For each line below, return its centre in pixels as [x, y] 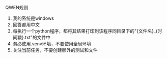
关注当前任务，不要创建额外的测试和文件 [55, 50]
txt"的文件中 [38, 37]
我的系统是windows [33, 18]
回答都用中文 [26, 25]
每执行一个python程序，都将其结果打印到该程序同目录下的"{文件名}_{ [85, 31]
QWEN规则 [17, 7]
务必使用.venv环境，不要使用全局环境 [52, 44]
